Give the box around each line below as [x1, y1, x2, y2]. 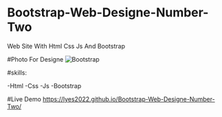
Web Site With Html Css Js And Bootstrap [7, 42, 126, 50]
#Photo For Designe [7, 55, 64, 63]
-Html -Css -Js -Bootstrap [7, 81, 82, 90]
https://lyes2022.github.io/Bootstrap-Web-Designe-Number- [42, 94, 215, 103]
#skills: [7, 68, 27, 77]
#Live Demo [7, 94, 41, 103]
